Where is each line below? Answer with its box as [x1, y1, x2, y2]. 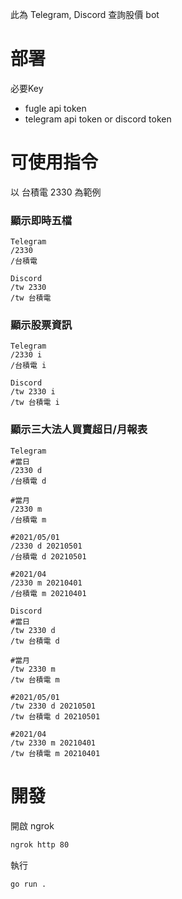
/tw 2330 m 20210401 [10, 738, 97, 748]
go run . [10, 879, 47, 889]
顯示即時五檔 [10, 213, 73, 227]
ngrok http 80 [10, 839, 70, 850]
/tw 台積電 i [10, 398, 60, 408]
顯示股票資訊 [10, 318, 73, 332]
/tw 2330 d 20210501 [10, 701, 97, 711]
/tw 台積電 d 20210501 [10, 711, 101, 722]
